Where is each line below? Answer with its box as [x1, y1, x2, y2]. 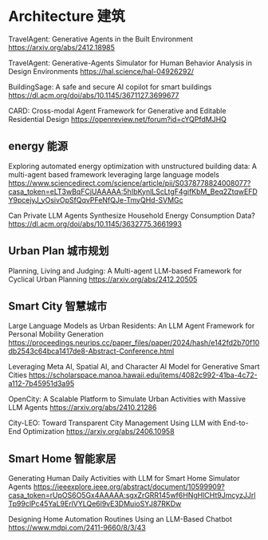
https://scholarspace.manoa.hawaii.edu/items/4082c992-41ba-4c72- [29, 370, 258, 380]
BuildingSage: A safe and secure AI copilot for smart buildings [8, 81, 212, 92]
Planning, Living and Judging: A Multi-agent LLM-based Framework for [8, 266, 242, 275]
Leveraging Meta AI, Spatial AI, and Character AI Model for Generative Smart [8, 362, 261, 372]
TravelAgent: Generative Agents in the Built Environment [8, 34, 194, 44]
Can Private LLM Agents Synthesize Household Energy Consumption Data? [8, 211, 255, 220]
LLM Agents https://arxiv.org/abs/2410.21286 [8, 403, 157, 412]
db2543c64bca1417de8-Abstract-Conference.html [8, 346, 175, 356]
